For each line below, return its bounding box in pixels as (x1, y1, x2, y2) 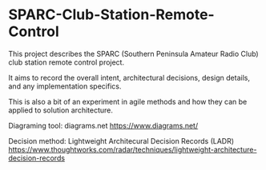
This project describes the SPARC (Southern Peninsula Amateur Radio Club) (8, 49, 259, 58)
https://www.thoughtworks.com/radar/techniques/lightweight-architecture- (8, 144, 257, 154)
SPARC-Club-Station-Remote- (8, 6, 215, 24)
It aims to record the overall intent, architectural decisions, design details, (8, 73, 251, 82)
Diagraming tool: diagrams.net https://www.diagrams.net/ (8, 121, 199, 130)
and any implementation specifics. (8, 81, 122, 91)
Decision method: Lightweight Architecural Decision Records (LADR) (8, 136, 235, 145)
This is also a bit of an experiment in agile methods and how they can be (8, 97, 248, 106)
